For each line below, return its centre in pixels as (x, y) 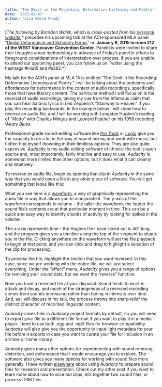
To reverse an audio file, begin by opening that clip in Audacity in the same (80, 174)
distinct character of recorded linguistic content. (53, 304)
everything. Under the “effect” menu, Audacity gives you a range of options (80, 269)
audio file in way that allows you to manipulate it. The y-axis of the (71, 199)
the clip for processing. (28, 249)
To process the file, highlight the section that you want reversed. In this (76, 259)
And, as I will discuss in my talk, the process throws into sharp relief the (76, 299)
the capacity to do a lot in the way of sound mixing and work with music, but (81, 139)
